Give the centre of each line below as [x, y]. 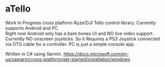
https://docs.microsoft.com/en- [96, 54]
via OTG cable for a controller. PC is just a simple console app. [70, 44]
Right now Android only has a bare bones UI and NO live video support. [80, 33]
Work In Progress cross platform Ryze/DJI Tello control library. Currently [80, 23]
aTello [18, 9]
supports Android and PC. [32, 28]
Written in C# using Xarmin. [34, 54]
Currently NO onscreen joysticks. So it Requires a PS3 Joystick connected [83, 39]
